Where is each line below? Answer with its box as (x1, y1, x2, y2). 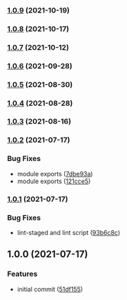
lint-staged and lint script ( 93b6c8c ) (17, 228, 121, 236)
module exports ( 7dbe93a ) (17, 169, 93, 178)
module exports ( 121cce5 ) (17, 177, 91, 185)
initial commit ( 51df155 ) (17, 285, 84, 293)
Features (7, 269, 38, 279)
